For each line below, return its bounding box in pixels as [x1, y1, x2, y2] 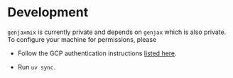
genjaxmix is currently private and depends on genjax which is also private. [7, 28, 227, 36]
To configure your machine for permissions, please [7, 35, 157, 43]
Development [7, 4, 89, 21]
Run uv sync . [17, 62, 55, 71]
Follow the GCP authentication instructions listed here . [17, 49, 177, 57]
